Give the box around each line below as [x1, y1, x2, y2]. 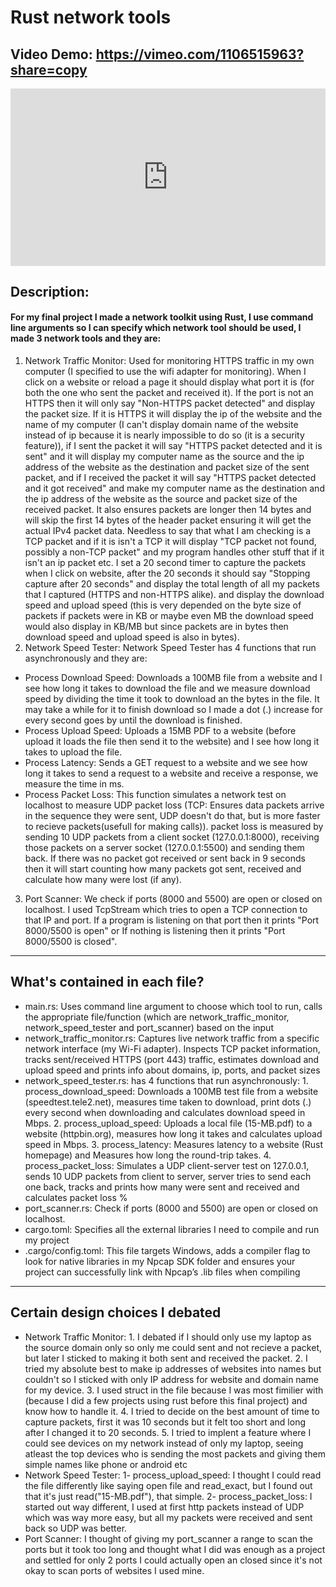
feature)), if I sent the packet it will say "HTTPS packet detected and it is [24, 440, 323, 452]
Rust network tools [10, 6, 172, 29]
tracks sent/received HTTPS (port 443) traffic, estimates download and [24, 1053, 320, 1065]
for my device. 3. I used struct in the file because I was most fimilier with [24, 1384, 324, 1396]
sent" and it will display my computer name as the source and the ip [24, 451, 305, 463]
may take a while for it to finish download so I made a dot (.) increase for [24, 704, 324, 716]
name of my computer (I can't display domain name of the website [24, 419, 299, 431]
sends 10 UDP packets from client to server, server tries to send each [24, 1170, 312, 1182]
